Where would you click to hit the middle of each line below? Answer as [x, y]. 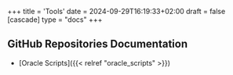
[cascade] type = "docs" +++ [55, 20]
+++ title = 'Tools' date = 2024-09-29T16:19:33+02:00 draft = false [116, 11]
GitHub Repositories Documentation [98, 44]
